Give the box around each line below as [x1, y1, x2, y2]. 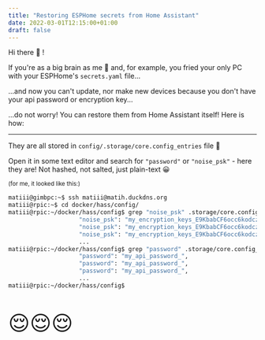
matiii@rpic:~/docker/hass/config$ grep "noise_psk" [8, 209, 185, 216]
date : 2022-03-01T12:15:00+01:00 [8, 19, 118, 27]
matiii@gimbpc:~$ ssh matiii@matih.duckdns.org [8, 194, 168, 201]
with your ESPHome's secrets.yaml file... [8, 72, 141, 81]
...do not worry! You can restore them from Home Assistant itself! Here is [8, 110, 244, 120]
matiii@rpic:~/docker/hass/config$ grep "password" [8, 245, 181, 253]
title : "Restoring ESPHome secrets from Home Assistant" [8, 11, 200, 20]
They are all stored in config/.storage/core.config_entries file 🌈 [8, 141, 221, 150]
